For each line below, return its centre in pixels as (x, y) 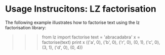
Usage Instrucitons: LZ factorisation (81, 9)
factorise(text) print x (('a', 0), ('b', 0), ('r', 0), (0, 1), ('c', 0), (101, 42)
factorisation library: (26, 27)
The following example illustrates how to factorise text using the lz (72, 22)
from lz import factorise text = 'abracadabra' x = (91, 37)
